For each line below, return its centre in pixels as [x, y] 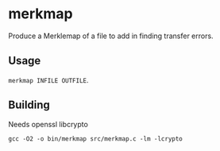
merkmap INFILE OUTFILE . [48, 79]
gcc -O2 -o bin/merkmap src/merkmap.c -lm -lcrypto [95, 139]
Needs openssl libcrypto [48, 124]
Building [29, 105]
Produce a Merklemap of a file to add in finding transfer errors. [111, 36]
